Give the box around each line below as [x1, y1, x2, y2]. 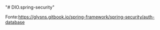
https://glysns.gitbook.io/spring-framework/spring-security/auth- [18, 14, 155, 19]
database [5, 19, 25, 25]
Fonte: [5, 14, 19, 19]
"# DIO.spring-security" [5, 4, 55, 10]
